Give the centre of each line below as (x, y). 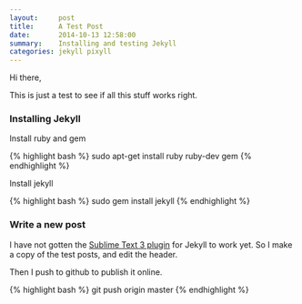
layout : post (42, 18)
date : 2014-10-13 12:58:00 (73, 35)
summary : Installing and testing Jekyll (93, 43)
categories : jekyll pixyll (60, 52)
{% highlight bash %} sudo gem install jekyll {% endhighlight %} (130, 201)
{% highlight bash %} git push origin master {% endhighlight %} (129, 289)
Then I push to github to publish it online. (86, 272)
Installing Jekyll (45, 119)
